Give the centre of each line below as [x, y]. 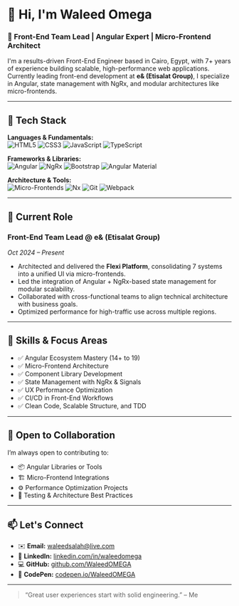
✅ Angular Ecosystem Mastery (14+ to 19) [79, 358]
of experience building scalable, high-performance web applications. [108, 69]
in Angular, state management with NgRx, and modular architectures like [113, 84]
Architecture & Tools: [39, 180]
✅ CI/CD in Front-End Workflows [65, 398]
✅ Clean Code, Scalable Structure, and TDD [82, 405]
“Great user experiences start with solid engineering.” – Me [111, 595]
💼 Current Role [40, 217]
